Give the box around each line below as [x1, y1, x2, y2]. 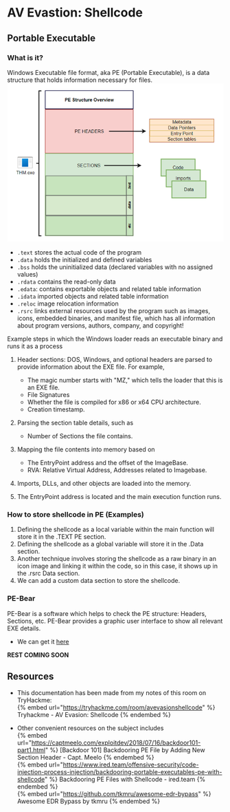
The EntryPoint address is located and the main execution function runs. [16, 492, 222, 500]
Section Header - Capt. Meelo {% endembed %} [16, 754, 154, 762]
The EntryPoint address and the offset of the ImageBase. [27, 458, 189, 467]
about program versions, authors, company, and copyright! [16, 321, 184, 330]
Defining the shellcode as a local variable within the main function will [16, 525, 215, 534]
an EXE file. [27, 383, 60, 392]
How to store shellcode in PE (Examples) [7, 509, 144, 519]
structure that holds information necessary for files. [7, 76, 153, 84]
